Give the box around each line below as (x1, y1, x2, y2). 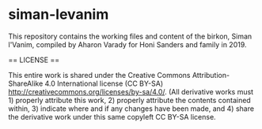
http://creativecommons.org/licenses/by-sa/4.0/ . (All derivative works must (8, 87, 254, 96)
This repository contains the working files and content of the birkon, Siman (8, 31, 253, 41)
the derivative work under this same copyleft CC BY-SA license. (8, 112, 216, 121)
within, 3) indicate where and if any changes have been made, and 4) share (8, 104, 255, 113)
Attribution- (192, 70, 230, 79)
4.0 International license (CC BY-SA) (44, 79, 164, 88)
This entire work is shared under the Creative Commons (8, 70, 191, 79)
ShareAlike (8, 79, 44, 88)
